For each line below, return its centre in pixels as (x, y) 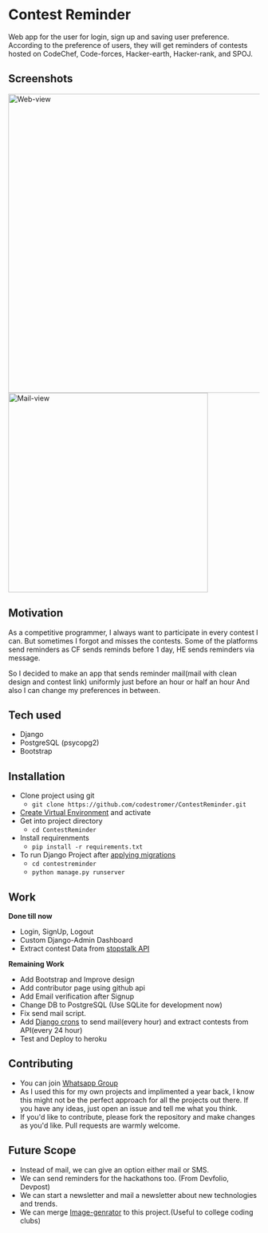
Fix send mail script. (53, 1013)
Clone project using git (57, 796)
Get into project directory (61, 821)
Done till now (30, 916)
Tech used (35, 715)
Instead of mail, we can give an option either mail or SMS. (114, 1169)
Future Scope (42, 1150)
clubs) (30, 1220)
